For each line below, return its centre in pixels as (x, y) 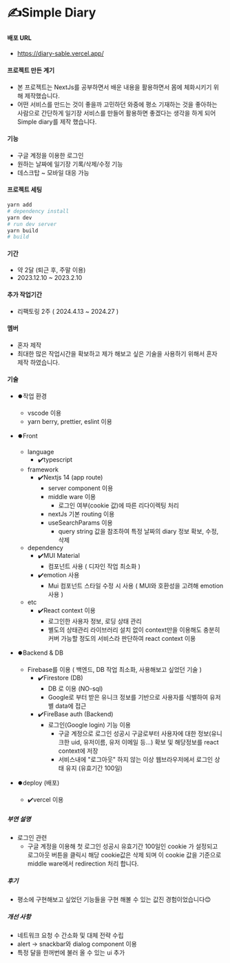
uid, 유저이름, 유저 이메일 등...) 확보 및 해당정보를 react (145, 742)
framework (43, 469)
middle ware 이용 (72, 497)
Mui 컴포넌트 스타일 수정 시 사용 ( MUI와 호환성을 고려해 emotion (136, 586)
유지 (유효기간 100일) (94, 768)
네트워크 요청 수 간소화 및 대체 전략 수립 (70, 935)
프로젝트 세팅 (25, 189)
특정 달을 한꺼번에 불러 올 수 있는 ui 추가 (71, 952)
